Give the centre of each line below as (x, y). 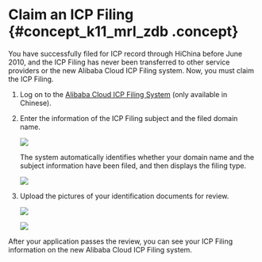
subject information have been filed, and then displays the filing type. (133, 166)
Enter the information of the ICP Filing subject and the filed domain (129, 118)
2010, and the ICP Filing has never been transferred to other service (119, 62)
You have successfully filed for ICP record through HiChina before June (125, 53)
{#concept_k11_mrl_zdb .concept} (123, 31)
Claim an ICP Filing (71, 15)
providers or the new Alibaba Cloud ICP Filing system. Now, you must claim (131, 70)
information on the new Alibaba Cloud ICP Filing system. (100, 249)
